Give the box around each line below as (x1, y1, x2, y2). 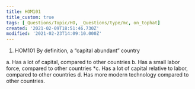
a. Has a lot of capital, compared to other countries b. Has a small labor (6, 59, 180, 66)
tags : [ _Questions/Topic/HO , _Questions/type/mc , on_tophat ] (6, 20, 161, 26)
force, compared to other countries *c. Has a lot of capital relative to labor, (6, 65, 188, 72)
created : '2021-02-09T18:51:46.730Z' (6, 25, 100, 31)
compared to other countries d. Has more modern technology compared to (6, 71, 189, 78)
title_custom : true (6, 14, 55, 20)
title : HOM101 (6, 8, 41, 15)
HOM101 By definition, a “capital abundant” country (14, 47, 140, 54)
